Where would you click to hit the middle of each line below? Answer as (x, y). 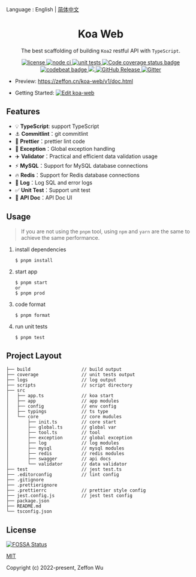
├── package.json (28, 501)
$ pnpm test (30, 337)
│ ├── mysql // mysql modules (65, 448)
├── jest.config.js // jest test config (70, 496)
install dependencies (40, 249)
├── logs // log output (61, 380)
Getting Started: (34, 93)
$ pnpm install (34, 260)
